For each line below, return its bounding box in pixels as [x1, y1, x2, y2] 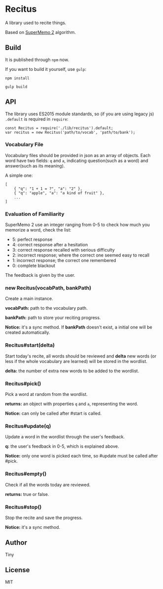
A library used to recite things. [5, 20, 66, 26]
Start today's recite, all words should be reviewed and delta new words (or [5, 353, 157, 359]
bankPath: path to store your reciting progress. [5, 315, 101, 321]
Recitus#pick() [5, 380, 41, 387]
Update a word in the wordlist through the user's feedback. [5, 434, 125, 440]
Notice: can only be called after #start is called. [5, 410, 102, 417]
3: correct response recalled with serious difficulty [12, 247, 115, 253]
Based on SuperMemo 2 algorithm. [5, 29, 76, 35]
